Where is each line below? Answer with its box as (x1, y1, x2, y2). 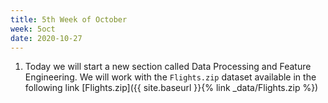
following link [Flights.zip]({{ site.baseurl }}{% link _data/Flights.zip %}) (24, 82, 319, 94)
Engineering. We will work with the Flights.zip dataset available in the (24, 71, 317, 83)
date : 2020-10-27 (10, 33, 83, 43)
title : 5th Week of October (10, 14, 128, 25)
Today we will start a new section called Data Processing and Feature (24, 61, 312, 73)
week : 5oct (10, 24, 56, 34)
